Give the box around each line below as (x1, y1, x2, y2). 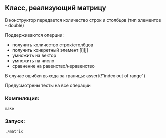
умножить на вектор (12, 52, 56, 58)
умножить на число (12, 57, 55, 64)
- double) (5, 22, 24, 28)
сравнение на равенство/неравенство (12, 63, 95, 69)
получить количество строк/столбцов (12, 42, 94, 48)
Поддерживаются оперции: (5, 32, 64, 38)
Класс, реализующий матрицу (5, 4, 106, 12)
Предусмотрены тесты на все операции (5, 82, 91, 88)
